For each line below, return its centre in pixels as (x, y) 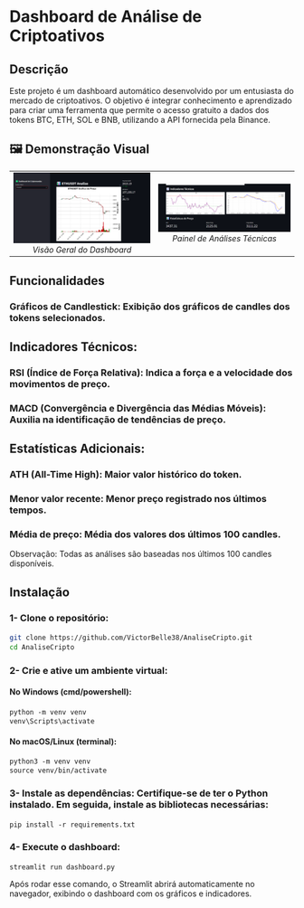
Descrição (39, 69)
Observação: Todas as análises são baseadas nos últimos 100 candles (141, 554)
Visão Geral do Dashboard (82, 250)
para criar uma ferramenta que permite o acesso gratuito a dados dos (139, 110)
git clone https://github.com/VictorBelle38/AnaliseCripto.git (131, 638)
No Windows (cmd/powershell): (71, 692)
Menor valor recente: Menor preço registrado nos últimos (138, 499)
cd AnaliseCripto (42, 648)
